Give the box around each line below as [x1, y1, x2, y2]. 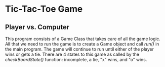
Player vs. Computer [5, 23, 70, 31]
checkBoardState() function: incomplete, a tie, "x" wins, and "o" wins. [5, 57, 147, 62]
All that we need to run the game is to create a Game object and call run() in [5, 41, 160, 47]
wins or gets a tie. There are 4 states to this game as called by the [5, 51, 139, 57]
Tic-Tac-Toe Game [5, 3, 83, 15]
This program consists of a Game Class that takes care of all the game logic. [5, 36, 161, 42]
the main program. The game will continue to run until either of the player [5, 46, 154, 52]
